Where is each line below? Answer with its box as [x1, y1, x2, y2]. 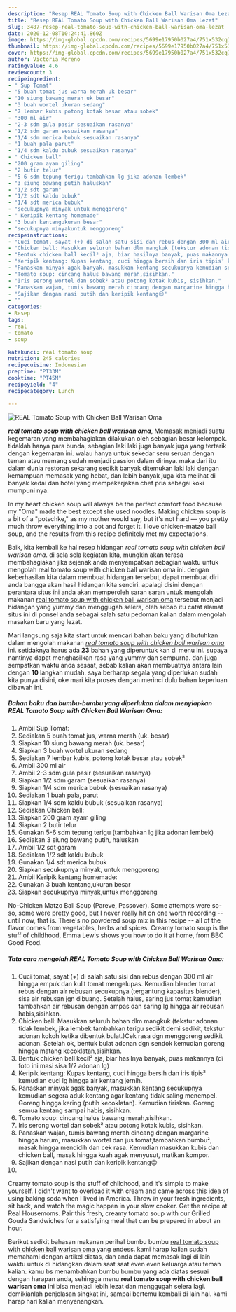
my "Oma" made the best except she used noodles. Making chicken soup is [8, 507, 227, 516]
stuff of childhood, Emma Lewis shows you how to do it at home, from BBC [8, 931, 224, 939]
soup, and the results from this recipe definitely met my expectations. [8, 530, 209, 538]
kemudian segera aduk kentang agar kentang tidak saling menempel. [18, 1091, 218, 1100]
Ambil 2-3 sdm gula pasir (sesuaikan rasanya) [18, 768, 151, 778]
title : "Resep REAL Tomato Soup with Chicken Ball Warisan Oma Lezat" [8, 17, 218, 24]
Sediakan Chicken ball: [18, 806, 85, 815]
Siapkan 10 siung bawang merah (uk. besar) [18, 739, 146, 747]
